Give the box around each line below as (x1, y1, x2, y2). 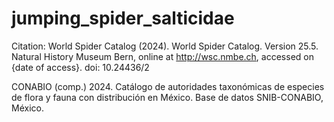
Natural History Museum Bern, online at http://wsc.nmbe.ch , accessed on (11, 50, 314, 62)
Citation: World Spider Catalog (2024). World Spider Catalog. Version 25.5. (11, 40, 319, 52)
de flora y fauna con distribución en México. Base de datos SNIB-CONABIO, (11, 91, 324, 103)
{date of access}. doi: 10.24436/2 (11, 61, 150, 73)
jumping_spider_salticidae (11, 7, 235, 30)
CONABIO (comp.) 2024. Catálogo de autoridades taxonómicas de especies (11, 80, 325, 92)
